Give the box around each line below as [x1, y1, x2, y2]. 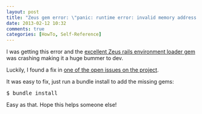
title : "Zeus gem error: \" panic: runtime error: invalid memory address [6, 15, 197, 21]
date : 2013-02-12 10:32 [6, 20, 67, 26]
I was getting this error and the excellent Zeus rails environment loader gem [6, 48, 195, 55]
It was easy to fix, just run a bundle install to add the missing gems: [6, 78, 174, 85]
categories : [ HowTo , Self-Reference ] [6, 32, 102, 38]
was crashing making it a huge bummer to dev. [6, 55, 123, 62]
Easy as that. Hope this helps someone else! [6, 101, 117, 109]
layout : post [6, 8, 39, 15]
